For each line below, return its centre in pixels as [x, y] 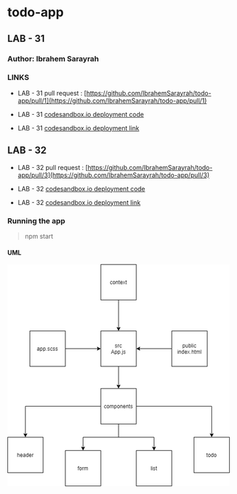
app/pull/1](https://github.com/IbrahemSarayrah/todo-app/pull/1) [112, 101]
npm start [39, 236]
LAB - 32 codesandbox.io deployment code [81, 189]
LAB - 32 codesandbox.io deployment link [79, 202]
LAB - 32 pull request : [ [53, 167]
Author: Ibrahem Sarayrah [53, 59]
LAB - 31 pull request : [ [52, 93]
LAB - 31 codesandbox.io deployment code [81, 114]
